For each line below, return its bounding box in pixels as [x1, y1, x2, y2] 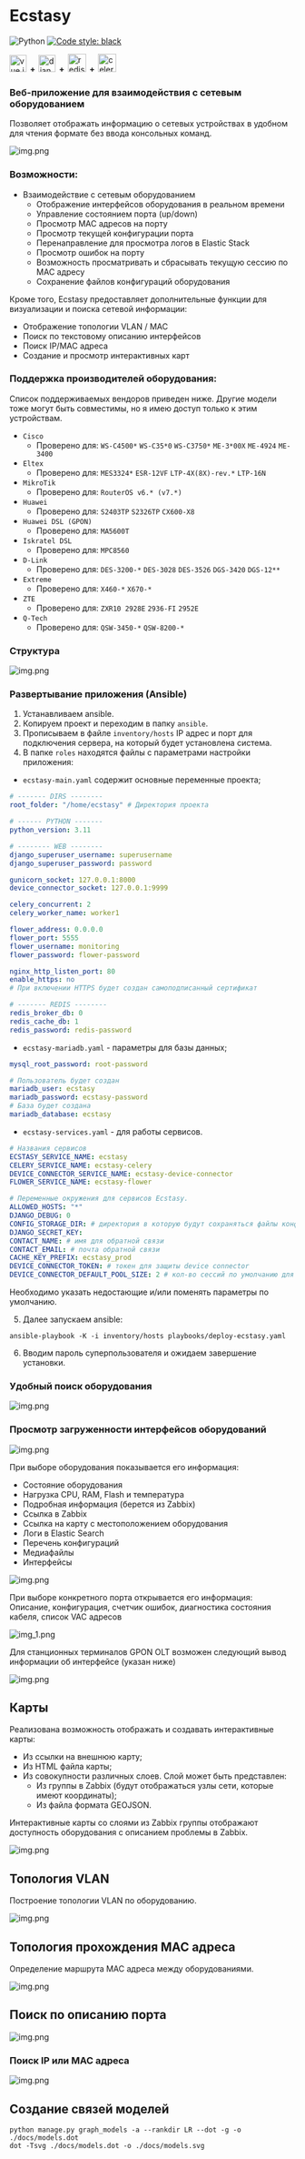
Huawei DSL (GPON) [22, 517, 93, 526]
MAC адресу [35, 266, 85, 277]
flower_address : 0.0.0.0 [9, 925, 103, 934]
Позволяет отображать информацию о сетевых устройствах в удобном [9, 118, 289, 129]
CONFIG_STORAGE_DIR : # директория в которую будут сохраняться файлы [9, 1219, 279, 1228]
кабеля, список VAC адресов [9, 1611, 123, 1622]
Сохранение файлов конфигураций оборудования [35, 276, 231, 287]
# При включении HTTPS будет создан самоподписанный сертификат [9, 984, 258, 993]
